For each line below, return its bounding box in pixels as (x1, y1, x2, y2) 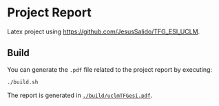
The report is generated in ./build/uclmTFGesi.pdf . (7, 91, 153, 99)
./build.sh (7, 79, 39, 85)
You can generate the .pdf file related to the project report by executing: (7, 65, 212, 73)
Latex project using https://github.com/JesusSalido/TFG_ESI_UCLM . (7, 27, 200, 36)
